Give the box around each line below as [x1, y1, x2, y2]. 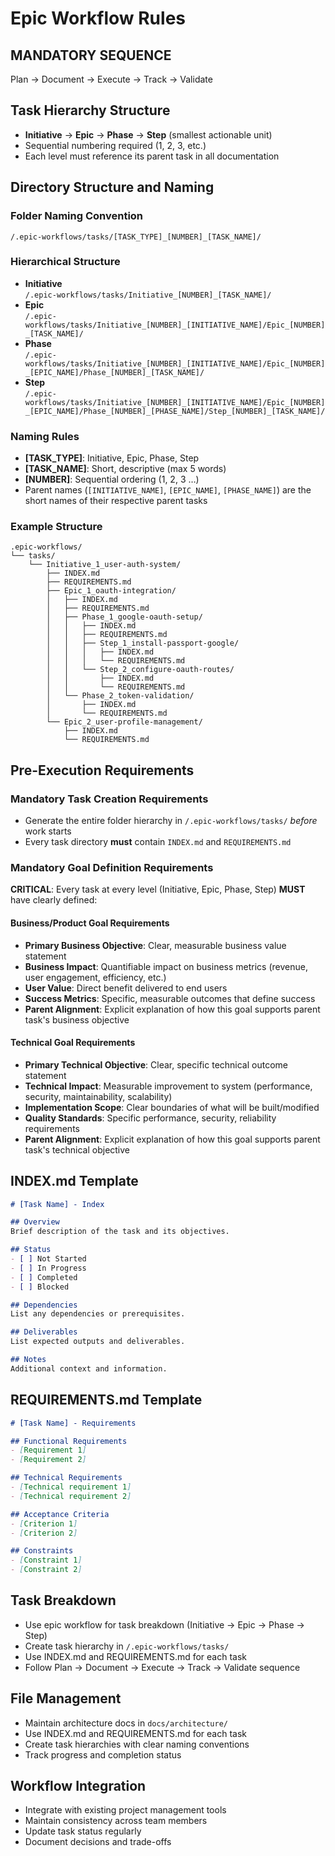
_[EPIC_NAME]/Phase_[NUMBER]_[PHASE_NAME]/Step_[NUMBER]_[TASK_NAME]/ [24, 406, 326, 416]
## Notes [10, 1355, 47, 1365]
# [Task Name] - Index [10, 1199, 105, 1209]
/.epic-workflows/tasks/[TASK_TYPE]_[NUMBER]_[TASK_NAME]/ [10, 232, 262, 242]
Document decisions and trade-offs [24, 1836, 172, 1848]
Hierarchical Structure [10, 255, 121, 269]
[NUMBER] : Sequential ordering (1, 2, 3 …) [24, 473, 200, 486]
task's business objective [24, 1013, 130, 1026]
